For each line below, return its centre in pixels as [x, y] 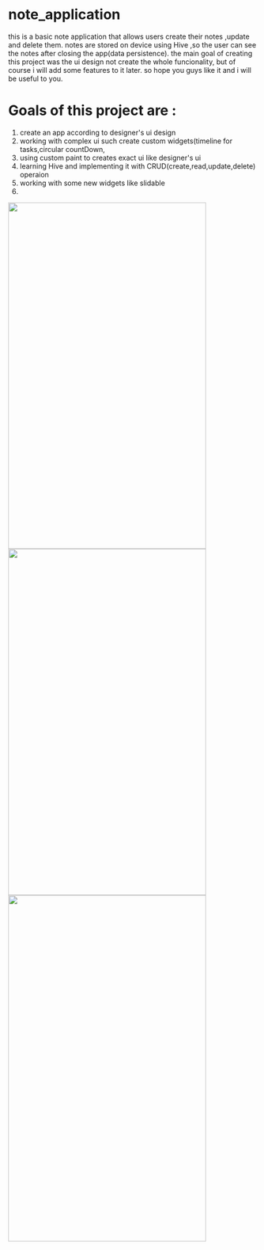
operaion [34, 174]
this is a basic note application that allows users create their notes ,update [129, 36]
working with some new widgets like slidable [92, 183]
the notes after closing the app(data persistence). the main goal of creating [130, 53]
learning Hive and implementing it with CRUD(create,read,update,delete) [138, 166]
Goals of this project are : [92, 110]
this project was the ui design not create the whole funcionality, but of [122, 62]
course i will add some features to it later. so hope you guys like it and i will [130, 70]
